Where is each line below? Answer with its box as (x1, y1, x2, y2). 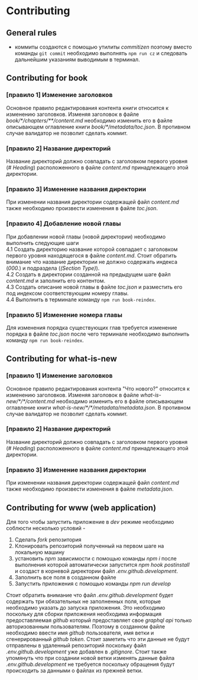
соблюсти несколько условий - (6, 524, 86, 531)
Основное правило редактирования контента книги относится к (6, 104, 169, 111)
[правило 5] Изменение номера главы (6, 311, 123, 319)
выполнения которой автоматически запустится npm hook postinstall (14, 561, 190, 568)
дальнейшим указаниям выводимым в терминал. (14, 56, 140, 63)
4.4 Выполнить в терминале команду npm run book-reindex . (6, 296, 156, 303)
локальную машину (14, 549, 65, 556)
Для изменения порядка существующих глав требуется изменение (6, 324, 177, 331)
